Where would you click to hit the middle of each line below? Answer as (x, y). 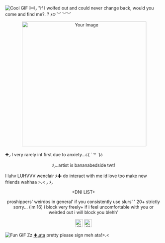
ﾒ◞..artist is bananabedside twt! (83, 165)
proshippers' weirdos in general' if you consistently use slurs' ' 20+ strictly (83, 202)
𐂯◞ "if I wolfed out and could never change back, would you (91, 8)
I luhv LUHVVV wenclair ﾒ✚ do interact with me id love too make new (76, 176)
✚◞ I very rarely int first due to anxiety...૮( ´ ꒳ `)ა (54, 154)
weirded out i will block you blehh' (83, 212)
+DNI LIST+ (83, 192)
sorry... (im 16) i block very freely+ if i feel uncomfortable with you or (83, 207)
